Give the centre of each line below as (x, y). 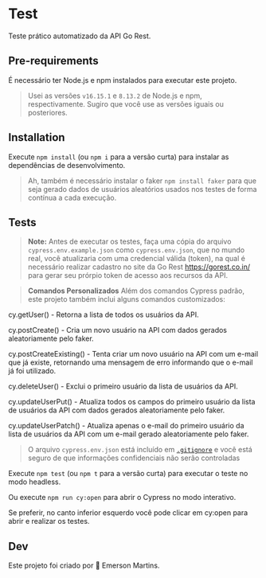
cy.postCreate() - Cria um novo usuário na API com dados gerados (117, 330)
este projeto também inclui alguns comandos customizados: (126, 299)
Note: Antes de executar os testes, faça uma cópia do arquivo (129, 242)
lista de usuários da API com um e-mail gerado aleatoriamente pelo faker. (129, 434)
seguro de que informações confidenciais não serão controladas (134, 458)
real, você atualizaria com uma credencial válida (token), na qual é (136, 259)
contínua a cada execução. (72, 197)
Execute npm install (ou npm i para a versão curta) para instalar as (119, 157)
